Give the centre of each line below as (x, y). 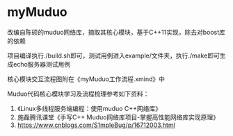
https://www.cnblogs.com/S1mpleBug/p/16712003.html (96, 125)
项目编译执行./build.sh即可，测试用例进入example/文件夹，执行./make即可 (114, 56)
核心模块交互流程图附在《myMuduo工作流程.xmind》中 (86, 79)
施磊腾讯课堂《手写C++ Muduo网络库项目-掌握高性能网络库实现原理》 (118, 117)
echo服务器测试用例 (42, 64)
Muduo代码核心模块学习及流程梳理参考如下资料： (78, 94)
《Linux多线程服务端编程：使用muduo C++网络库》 (89, 108)
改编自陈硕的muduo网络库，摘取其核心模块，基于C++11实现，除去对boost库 (116, 32)
